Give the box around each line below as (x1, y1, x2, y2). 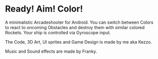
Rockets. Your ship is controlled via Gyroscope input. (5, 29, 111, 35)
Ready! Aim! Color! (5, 3, 83, 15)
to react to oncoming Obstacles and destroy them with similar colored (5, 24, 145, 30)
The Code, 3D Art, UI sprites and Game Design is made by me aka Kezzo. (5, 39, 152, 44)
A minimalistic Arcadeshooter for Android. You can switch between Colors (5, 19, 154, 25)
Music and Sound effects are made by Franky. (5, 48, 97, 54)
